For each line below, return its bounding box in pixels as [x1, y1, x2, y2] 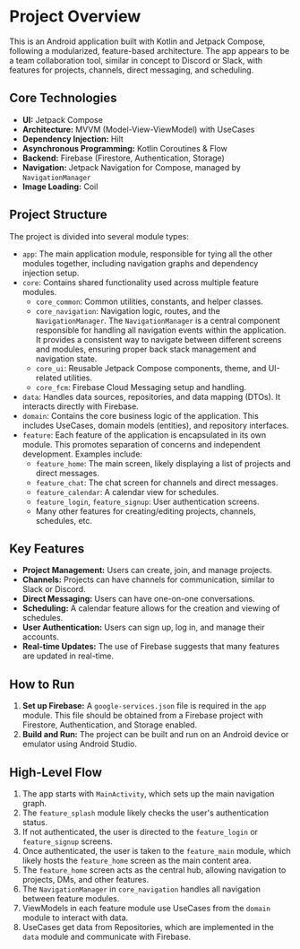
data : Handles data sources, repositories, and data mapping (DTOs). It [21, 391, 281, 402]
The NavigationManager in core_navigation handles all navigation [21, 884, 261, 894]
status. [21, 817, 47, 827]
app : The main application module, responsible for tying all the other [21, 248, 273, 259]
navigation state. [35, 353, 98, 364]
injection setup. [21, 267, 80, 278]
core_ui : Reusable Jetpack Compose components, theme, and [35, 362, 267, 373]
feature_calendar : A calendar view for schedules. [35, 486, 219, 497]
